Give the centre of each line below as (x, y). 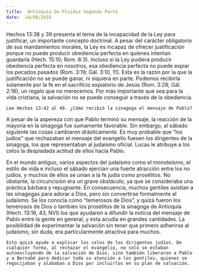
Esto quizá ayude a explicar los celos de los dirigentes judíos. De (94, 242)
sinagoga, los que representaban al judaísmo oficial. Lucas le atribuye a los (98, 144)
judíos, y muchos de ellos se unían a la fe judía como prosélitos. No (89, 175)
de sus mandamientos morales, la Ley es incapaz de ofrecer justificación (96, 47)
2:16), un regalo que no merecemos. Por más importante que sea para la (94, 91)
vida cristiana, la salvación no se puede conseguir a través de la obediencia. (99, 97)
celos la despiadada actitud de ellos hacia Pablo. (66, 151)
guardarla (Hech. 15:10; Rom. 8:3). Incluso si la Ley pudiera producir (89, 59)
